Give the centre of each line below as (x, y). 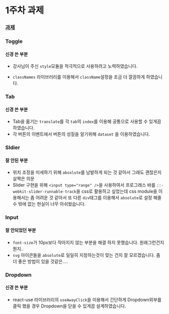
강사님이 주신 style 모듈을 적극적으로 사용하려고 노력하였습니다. (75, 66)
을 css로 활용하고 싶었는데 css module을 (117, 191)
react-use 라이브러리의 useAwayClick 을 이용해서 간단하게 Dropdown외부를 (87, 299)
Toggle (14, 41)
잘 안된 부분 (17, 160)
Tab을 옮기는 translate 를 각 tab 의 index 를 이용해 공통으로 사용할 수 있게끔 (87, 121)
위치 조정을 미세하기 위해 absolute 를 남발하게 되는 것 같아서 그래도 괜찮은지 (87, 172)
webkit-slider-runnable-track (45, 192)
